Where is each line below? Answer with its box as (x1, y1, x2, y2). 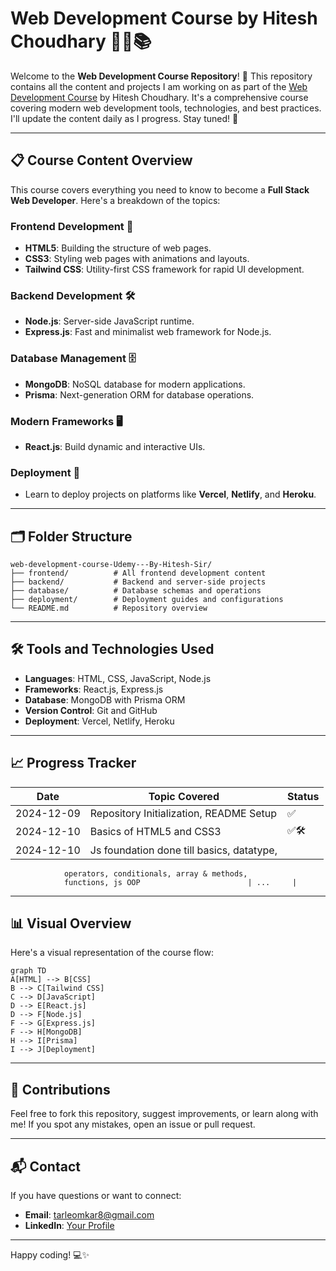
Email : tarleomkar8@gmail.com (24, 1209, 155, 1221)
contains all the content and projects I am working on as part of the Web (10, 80, 308, 92)
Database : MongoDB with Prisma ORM (24, 693, 186, 706)
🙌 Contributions (10, 1081, 111, 1098)
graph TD (10, 966, 47, 976)
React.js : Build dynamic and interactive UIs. (24, 440, 206, 452)
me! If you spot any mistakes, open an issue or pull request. (10, 1118, 256, 1131)
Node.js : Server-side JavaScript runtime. (24, 315, 195, 327)
